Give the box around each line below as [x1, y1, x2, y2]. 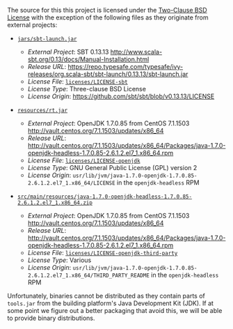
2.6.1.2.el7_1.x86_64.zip [17, 199, 93, 206]
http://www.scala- [110, 48, 162, 56]
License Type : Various [27, 256, 92, 264]
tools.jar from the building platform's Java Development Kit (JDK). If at [7, 299, 214, 307]
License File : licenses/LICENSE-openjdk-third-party [27, 249, 178, 257]
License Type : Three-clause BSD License [27, 85, 146, 93]
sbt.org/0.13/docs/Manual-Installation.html [27, 55, 150, 63]
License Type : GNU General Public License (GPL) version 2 [27, 164, 198, 171]
